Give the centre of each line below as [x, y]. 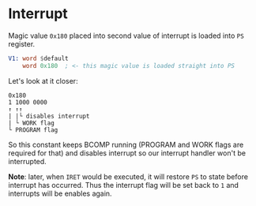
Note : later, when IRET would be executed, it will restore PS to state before [128, 176]
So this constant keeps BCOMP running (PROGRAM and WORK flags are [126, 144]
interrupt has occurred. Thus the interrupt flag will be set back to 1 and [124, 185]
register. [22, 43]
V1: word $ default [38, 58]
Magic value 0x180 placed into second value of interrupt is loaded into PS [126, 36]
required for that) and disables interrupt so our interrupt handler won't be [127, 153]
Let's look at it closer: [43, 81]
